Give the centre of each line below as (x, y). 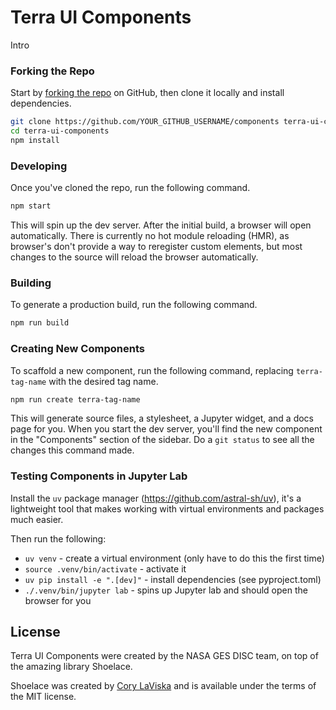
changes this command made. (72, 450)
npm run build (40, 323)
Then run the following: (58, 538)
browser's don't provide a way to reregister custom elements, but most (156, 247)
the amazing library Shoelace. (71, 667)
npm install (35, 140)
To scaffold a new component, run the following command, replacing (152, 370)
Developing (39, 166)
